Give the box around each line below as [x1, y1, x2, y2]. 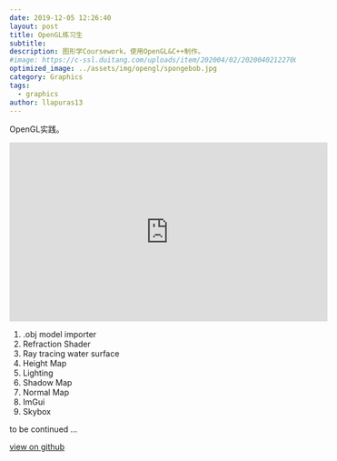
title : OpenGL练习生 [9, 30, 84, 39]
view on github [9, 442, 65, 453]
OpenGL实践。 [9, 124, 65, 135]
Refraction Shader [22, 338, 91, 350]
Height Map [22, 358, 67, 369]
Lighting [22, 367, 54, 378]
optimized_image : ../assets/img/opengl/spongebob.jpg [9, 65, 218, 74]
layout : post [9, 22, 59, 31]
